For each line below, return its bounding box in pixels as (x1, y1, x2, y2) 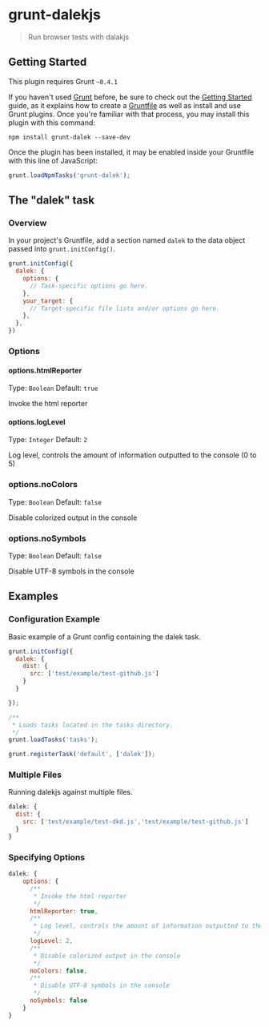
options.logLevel (8, 417, 66, 426)
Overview (8, 217, 47, 228)
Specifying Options (8, 852, 86, 863)
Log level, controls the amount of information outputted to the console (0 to (8, 450, 257, 460)
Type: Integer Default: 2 (8, 435, 88, 445)
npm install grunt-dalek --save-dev (8, 133, 130, 141)
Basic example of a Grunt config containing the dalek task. (8, 631, 202, 642)
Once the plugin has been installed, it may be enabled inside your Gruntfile (8, 147, 255, 157)
